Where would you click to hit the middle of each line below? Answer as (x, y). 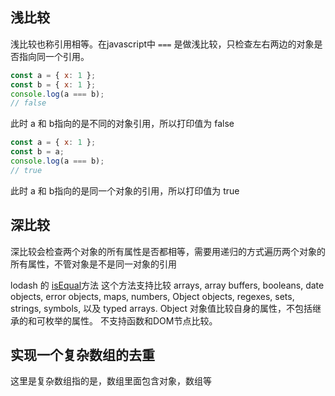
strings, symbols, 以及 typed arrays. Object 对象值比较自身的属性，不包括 (161, 308)
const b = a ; (37, 152)
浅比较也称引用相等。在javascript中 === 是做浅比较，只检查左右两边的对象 (162, 44)
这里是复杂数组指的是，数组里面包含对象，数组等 (111, 381)
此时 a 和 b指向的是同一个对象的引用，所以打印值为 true (125, 190)
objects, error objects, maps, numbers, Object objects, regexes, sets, (152, 296)
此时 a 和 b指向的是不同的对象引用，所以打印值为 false (122, 124)
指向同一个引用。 (54, 56)
